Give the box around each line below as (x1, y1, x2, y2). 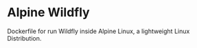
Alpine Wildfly (7, 5, 91, 20)
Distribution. (7, 34, 42, 42)
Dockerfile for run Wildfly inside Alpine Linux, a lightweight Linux (7, 27, 190, 35)
